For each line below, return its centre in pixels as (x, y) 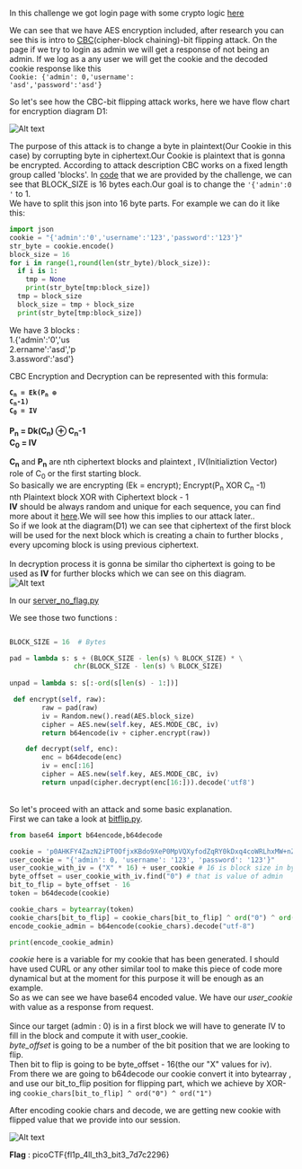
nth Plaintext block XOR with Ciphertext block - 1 (99, 497)
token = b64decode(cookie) (60, 893)
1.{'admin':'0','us (40, 340)
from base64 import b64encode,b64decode (86, 835)
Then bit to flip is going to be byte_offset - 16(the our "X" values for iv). (141, 1065)
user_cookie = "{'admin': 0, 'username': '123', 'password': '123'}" (142, 860)
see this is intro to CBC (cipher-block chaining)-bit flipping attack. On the (143, 40)
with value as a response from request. (82, 1007)
